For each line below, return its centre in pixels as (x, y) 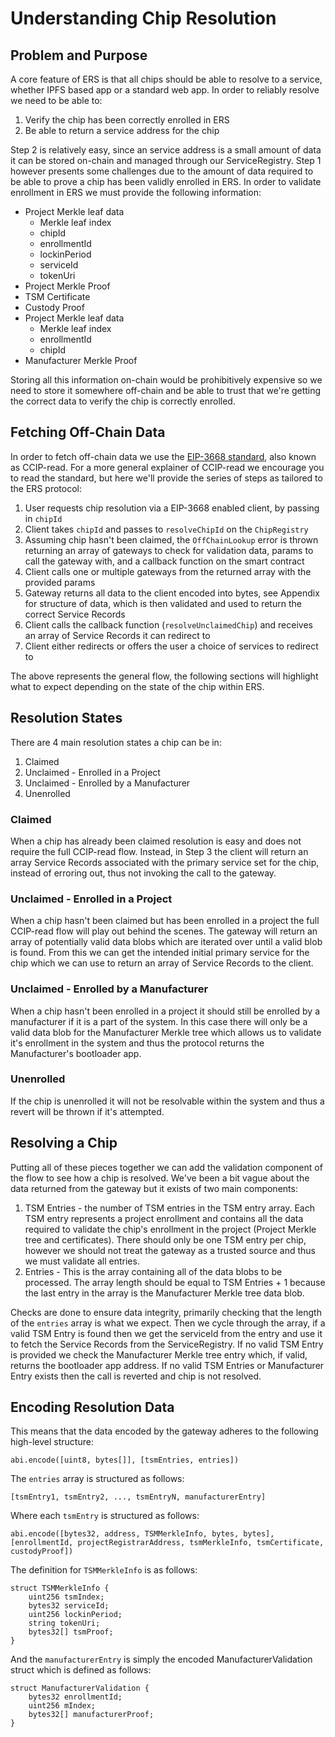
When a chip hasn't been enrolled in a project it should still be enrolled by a (165, 1011)
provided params (60, 582)
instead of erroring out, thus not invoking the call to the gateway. (143, 873)
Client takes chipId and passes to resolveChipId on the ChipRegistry (166, 529)
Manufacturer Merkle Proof (81, 360)
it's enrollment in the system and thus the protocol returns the (137, 1043)
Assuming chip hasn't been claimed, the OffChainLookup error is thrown (171, 539)
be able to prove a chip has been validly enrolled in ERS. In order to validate (166, 181)
